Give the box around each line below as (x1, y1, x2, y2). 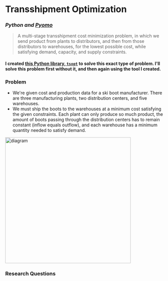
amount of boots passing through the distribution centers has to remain (12, 117, 160, 123)
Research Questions (5, 270, 56, 277)
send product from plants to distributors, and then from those (17, 38, 144, 44)
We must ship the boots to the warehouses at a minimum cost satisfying (12, 106, 161, 112)
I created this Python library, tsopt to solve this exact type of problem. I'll (5, 60, 160, 66)
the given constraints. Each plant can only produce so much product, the (12, 111, 163, 117)
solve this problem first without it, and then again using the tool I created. (5, 66, 161, 72)
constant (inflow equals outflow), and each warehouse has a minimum (12, 122, 158, 128)
